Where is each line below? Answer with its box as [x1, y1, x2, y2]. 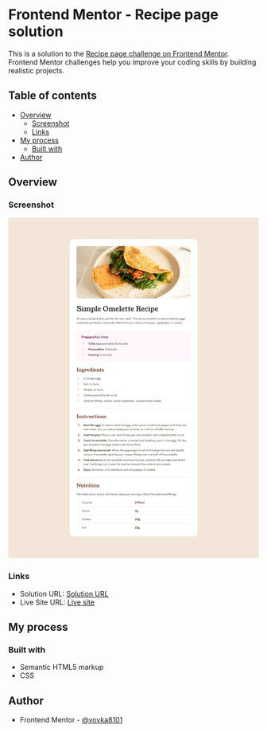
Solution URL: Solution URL [19, 589, 109, 598]
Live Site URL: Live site [19, 597, 95, 607]
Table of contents [8, 89, 97, 103]
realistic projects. [8, 65, 65, 75]
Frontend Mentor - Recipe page [8, 6, 219, 24]
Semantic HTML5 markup [19, 663, 104, 672]
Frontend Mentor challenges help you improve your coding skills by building [8, 57, 257, 67]
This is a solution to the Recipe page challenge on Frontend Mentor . [8, 49, 230, 58]
